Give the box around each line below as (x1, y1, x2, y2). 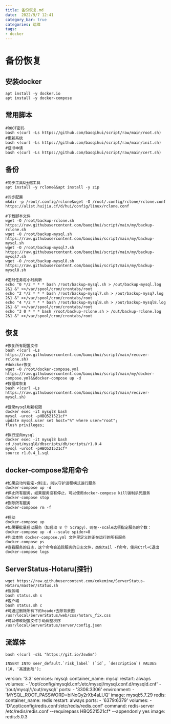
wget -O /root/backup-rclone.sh (5, 218, 74, 223)
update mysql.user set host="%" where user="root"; (5, 418, 118, 424)
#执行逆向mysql (5, 432, 35, 438)
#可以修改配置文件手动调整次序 (5, 618, 61, 624)
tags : (5, 27, 17, 32)
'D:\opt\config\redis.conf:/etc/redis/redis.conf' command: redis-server (5, 702, 155, 709)
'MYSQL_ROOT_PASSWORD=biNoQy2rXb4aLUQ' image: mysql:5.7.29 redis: (5, 692, 166, 698)
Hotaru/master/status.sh (5, 583, 58, 588)
